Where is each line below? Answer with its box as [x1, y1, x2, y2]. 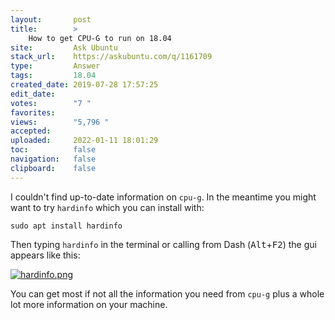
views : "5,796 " [10, 117, 110, 127]
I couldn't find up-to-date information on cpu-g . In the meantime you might [10, 191, 317, 203]
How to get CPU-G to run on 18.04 [28, 33, 172, 43]
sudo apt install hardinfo [10, 221, 123, 231]
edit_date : [10, 89, 56, 99]
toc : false [10, 145, 97, 155]
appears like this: [10, 249, 81, 261]
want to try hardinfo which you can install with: [10, 201, 205, 213]
